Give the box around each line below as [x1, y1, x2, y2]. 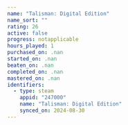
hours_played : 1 [7, 42, 54, 49]
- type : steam [13, 87, 54, 94]
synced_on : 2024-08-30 [19, 107, 85, 114]
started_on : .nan [7, 56, 57, 62]
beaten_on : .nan [7, 62, 54, 69]
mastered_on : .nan [7, 74, 60, 82]
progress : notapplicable [7, 36, 79, 43]
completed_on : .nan [7, 68, 64, 75]
